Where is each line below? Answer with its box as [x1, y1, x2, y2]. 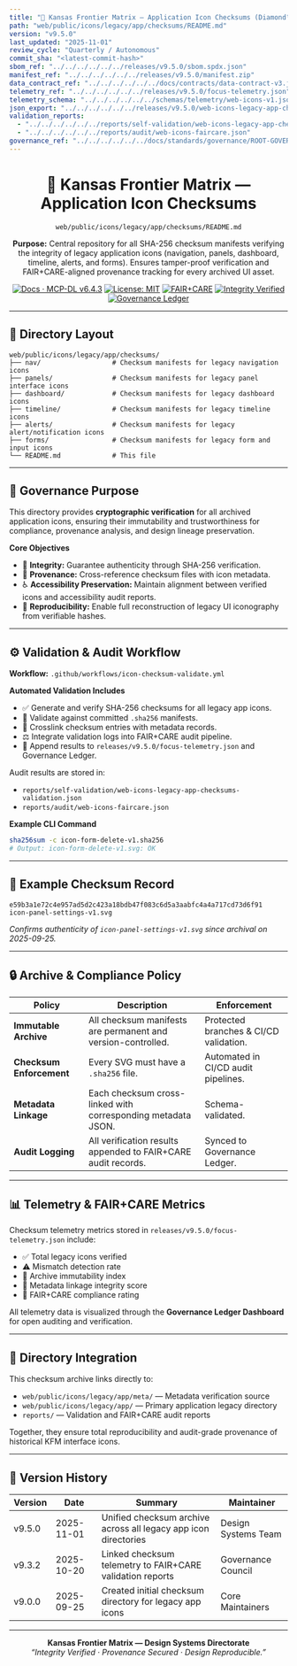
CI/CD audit [204, 1061, 254, 1074]
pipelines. [204, 1072, 245, 1084]
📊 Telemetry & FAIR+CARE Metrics [9, 1197, 206, 1212]
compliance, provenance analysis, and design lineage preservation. [9, 526, 255, 536]
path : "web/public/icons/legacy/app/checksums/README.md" [9, 21, 227, 30]
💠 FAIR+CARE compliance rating [21, 1290, 140, 1300]
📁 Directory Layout [9, 327, 114, 342]
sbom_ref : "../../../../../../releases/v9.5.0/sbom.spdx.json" [9, 63, 247, 72]
